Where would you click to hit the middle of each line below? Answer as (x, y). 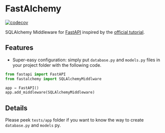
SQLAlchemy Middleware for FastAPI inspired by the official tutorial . (75, 32)
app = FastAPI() (22, 88)
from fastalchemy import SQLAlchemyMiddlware (53, 79)
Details (16, 108)
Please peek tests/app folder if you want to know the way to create (74, 120)
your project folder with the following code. (57, 65)
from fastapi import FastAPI (35, 74)
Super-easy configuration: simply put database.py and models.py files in (86, 60)
